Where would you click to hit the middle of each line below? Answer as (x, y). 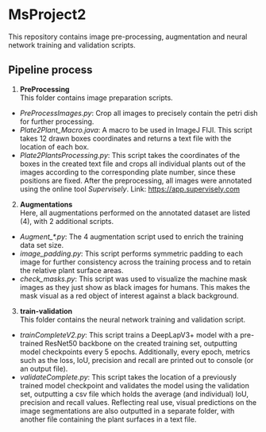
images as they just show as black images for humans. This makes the (135, 287)
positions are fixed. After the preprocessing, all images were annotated (136, 180)
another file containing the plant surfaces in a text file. (108, 419)
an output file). (44, 368)
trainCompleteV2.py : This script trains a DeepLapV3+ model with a (129, 334)
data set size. (42, 245)
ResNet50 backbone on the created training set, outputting (141, 343)
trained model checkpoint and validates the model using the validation (135, 385)
